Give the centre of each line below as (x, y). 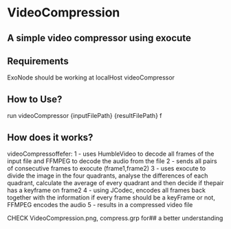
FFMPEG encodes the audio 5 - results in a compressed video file (100, 205)
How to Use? (35, 99)
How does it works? (50, 137)
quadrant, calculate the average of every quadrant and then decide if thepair (115, 183)
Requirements (38, 61)
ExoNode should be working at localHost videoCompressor (91, 77)
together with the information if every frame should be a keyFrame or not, (111, 197)
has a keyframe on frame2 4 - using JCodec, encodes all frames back (107, 191)
